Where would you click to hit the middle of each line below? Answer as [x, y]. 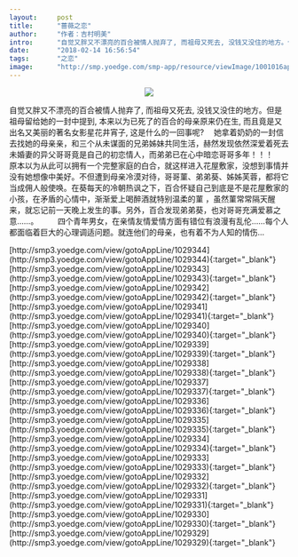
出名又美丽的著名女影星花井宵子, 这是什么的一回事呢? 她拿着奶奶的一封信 [147, 132]
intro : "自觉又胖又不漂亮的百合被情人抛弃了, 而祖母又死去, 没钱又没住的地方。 [149, 42]
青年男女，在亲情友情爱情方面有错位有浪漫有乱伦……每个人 [181, 221]
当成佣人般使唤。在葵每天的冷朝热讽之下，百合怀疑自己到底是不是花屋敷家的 [149, 187]
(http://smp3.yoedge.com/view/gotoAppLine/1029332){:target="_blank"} [143, 486]
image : [21, 68]
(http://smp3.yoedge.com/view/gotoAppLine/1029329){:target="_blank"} [143, 542]
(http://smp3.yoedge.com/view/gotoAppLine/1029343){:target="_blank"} [143, 278]
